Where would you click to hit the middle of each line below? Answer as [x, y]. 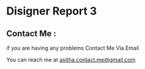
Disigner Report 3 [52, 11]
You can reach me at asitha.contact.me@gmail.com [71, 60]
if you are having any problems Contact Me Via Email [72, 48]
